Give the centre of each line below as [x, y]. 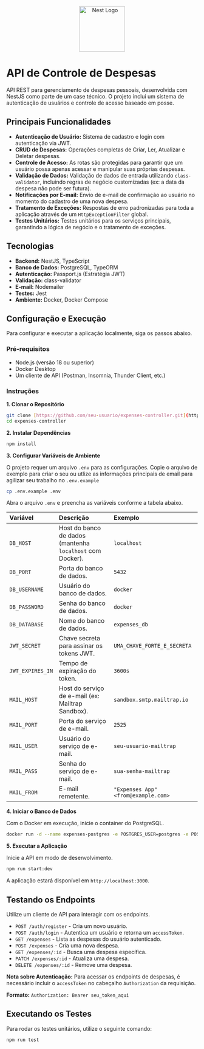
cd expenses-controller [36, 421]
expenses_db [131, 625]
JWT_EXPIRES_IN [31, 671]
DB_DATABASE [27, 625]
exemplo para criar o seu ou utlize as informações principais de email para [100, 474]
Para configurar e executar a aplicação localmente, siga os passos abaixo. [99, 333]
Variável [22, 518]
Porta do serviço [82, 721]
